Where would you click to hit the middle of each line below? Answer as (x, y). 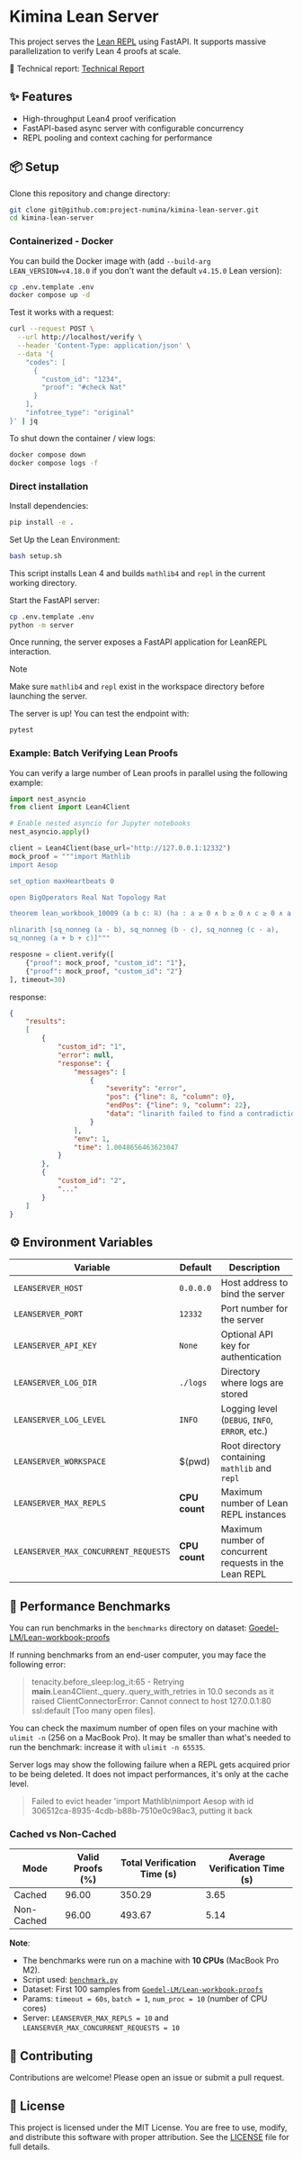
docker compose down (48, 455)
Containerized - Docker (62, 241)
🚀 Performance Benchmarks (90, 1606)
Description (254, 1268)
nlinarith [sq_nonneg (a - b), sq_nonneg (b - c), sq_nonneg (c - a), (144, 930)
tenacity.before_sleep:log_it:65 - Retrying (107, 1682)
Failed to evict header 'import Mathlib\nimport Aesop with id (142, 1802)
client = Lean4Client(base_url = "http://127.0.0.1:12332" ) (120, 848)
